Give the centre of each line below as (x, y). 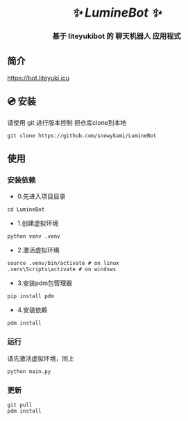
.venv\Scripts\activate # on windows (62, 269)
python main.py (29, 371)
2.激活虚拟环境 (39, 250)
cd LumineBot (26, 209)
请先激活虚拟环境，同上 (41, 358)
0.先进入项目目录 (41, 196)
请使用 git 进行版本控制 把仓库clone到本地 (67, 122)
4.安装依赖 (32, 310)
